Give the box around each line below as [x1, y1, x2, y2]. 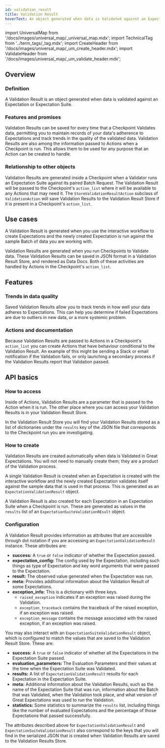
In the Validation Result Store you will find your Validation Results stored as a [5, 419, 160, 425]
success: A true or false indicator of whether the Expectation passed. [12, 552, 156, 558]
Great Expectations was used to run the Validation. [12, 697, 115, 703]
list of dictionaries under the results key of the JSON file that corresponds [5, 424, 156, 430]
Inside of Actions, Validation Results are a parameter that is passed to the [5, 399, 153, 405]
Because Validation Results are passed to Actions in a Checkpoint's [5, 338, 141, 344]
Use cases [5, 215, 38, 224]
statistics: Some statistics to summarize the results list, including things [12, 702, 160, 708]
